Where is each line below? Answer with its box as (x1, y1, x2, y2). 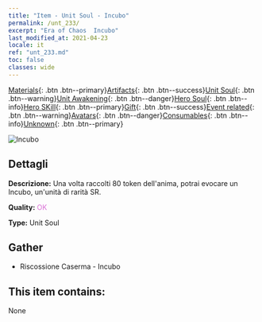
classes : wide (8, 64, 56, 72)
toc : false (8, 56, 44, 64)
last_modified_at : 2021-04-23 (8, 33, 109, 42)
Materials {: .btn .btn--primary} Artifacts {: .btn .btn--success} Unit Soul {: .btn (8, 85, 256, 95)
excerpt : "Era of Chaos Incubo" (8, 26, 119, 34)
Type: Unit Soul (8, 218, 60, 227)
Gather (8, 240, 44, 254)
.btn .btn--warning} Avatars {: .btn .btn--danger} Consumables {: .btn (8, 111, 228, 120)
